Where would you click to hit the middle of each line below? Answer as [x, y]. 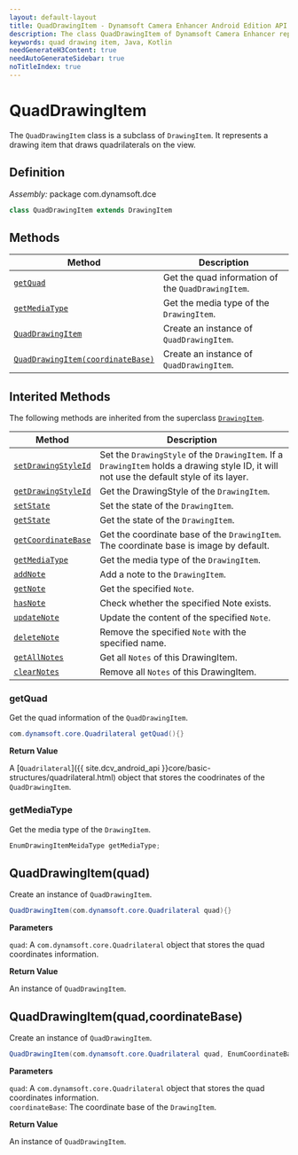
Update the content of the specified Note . [185, 618]
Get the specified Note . [147, 589]
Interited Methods [60, 397]
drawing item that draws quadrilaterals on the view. [103, 144]
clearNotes [36, 672]
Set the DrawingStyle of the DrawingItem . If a [192, 455]
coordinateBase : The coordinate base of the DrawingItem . [113, 1107]
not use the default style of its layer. [174, 477]
